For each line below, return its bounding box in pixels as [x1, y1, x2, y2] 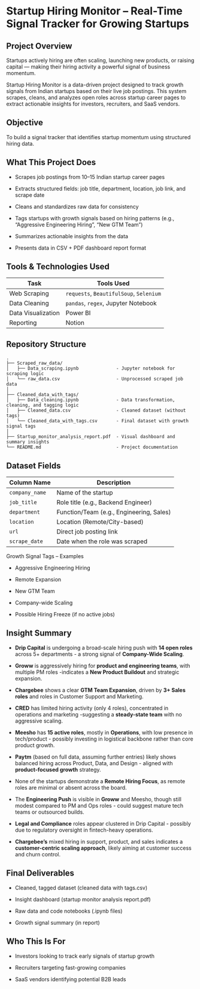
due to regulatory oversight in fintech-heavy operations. [14, 826, 154, 834]
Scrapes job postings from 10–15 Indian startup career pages [14, 173, 165, 181]
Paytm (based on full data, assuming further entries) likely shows [14, 753, 177, 760]
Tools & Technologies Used [6, 262, 110, 272]
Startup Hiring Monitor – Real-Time [6, 4, 183, 18]
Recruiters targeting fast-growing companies [14, 964, 126, 971]
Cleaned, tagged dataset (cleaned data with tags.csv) [14, 884, 148, 891]
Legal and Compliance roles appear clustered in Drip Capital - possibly [14, 820, 191, 827]
